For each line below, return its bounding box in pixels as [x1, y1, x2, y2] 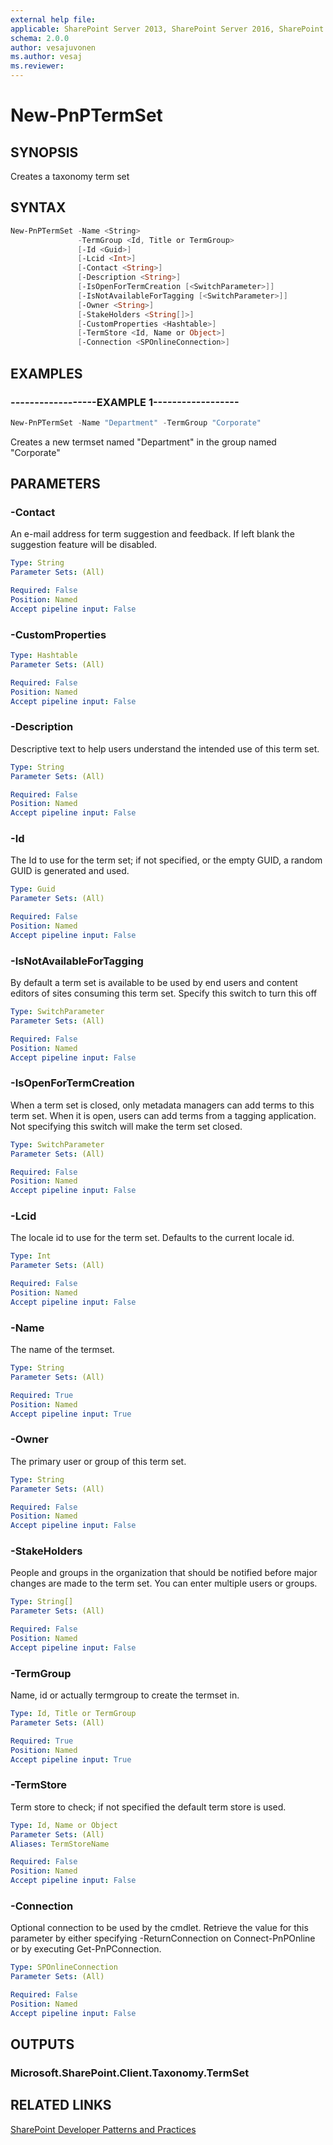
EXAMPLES [10, 365, 83, 382]
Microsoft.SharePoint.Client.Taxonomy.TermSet [10, 2066, 250, 2080]
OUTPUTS [10, 2036, 75, 2053]
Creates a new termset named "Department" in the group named [10, 436, 277, 448]
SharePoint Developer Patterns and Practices [10, 2123, 197, 2135]
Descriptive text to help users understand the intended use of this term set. [10, 742, 320, 755]
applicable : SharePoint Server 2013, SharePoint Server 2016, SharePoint [10, 24, 325, 34]
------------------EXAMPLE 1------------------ [10, 395, 240, 409]
